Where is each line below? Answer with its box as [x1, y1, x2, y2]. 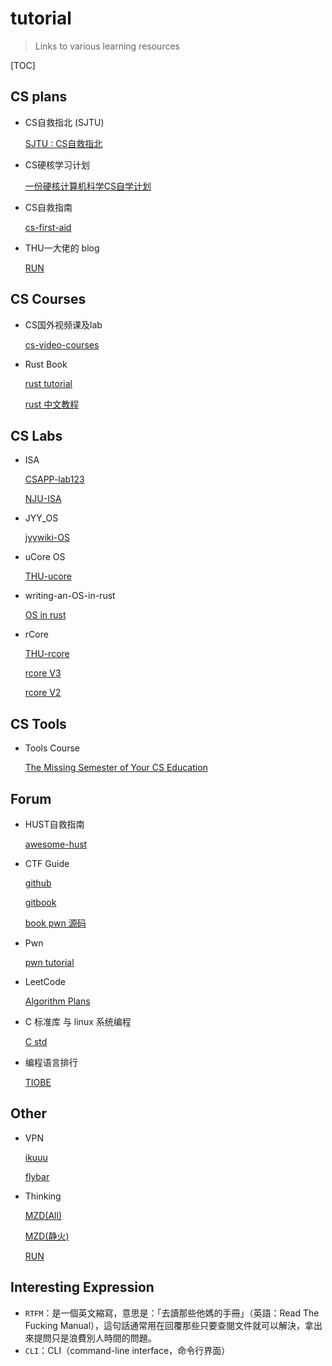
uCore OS [24, 551, 66, 563]
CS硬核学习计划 [24, 158, 91, 171]
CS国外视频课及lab [24, 318, 103, 331]
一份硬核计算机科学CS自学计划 [24, 180, 152, 192]
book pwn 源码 [24, 917, 87, 929]
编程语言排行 [24, 1057, 78, 1068]
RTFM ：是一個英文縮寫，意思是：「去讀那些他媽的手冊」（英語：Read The [24, 1307, 320, 1319]
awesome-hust [24, 838, 88, 850]
